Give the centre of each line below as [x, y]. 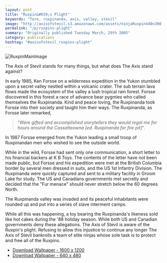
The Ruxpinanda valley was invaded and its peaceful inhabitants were [77, 199]
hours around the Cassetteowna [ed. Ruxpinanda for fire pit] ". [81, 128]
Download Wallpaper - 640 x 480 [47, 255]
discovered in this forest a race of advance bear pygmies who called [76, 97]
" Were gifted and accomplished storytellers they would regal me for [87, 122]
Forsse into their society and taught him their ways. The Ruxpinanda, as [79, 107]
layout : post [19, 10]
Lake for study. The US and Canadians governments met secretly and [77, 179]
